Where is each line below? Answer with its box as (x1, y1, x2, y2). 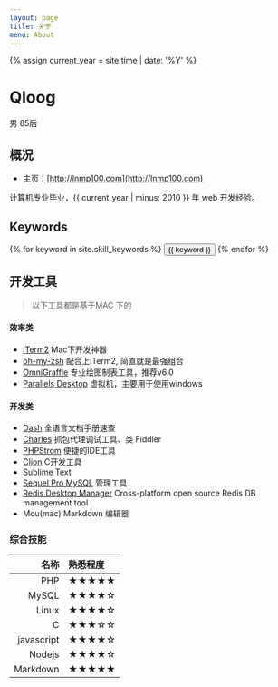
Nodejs (28, 648, 60, 661)
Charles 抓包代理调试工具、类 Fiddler (22, 434, 162, 445)
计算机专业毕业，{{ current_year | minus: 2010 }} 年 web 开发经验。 (9, 192, 260, 203)
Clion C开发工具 (22, 456, 82, 467)
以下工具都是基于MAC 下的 (31, 299, 132, 310)
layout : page (9, 13, 59, 23)
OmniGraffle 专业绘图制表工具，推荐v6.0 (22, 367, 174, 378)
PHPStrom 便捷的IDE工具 (22, 446, 116, 456)
